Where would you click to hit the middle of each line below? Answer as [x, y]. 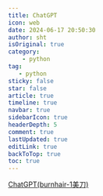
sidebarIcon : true [38, 118]
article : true [31, 96]
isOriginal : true [36, 45]
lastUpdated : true [38, 139]
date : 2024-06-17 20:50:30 [52, 30]
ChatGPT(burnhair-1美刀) [48, 184]
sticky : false [31, 81]
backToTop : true [34, 154]
